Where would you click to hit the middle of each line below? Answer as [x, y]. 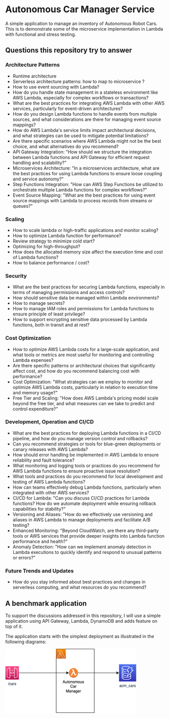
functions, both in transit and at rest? [51, 325]
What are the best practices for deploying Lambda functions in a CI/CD [87, 433]
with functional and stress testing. [41, 34]
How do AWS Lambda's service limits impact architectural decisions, [84, 130]
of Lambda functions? [36, 257]
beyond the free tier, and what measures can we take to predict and [83, 403]
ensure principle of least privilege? [49, 314]
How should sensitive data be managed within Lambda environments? [86, 298]
